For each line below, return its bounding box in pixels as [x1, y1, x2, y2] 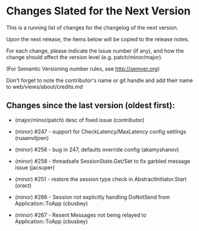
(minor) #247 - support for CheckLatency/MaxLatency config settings [14, 127, 186, 135]
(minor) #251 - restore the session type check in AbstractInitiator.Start [14, 175, 187, 183]
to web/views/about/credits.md [6, 83, 83, 90]
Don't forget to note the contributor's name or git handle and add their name [6, 77, 194, 84]
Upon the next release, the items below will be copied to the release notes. [6, 35, 189, 42]
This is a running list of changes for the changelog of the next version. [6, 24, 179, 31]
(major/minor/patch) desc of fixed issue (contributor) [14, 116, 145, 123]
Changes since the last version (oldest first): [6, 101, 175, 111]
